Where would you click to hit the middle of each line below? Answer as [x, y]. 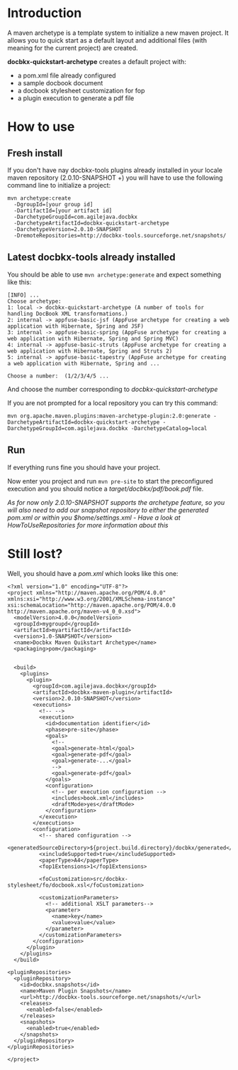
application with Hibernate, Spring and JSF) [75, 326]
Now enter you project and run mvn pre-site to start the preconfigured [110, 481]
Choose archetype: [34, 301]
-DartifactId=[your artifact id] [63, 210]
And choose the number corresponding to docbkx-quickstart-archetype [113, 389]
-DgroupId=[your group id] [53, 204]
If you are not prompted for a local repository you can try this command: [113, 402]
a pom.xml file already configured [67, 75]
